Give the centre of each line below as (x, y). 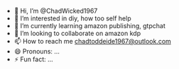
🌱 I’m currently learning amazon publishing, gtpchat (89, 26)
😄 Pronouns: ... (37, 51)
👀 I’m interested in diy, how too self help (72, 18)
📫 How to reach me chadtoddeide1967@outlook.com (93, 41)
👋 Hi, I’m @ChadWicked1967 (56, 11)
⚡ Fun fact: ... (33, 59)
